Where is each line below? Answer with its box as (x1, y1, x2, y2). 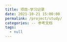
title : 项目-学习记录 (5, 7, 45, 12)
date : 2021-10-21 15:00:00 (5, 12, 60, 16)
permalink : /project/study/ (5, 16, 63, 21)
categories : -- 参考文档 (5, 20, 53, 26)
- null (9, 29, 23, 34)
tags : (5, 25, 16, 30)
